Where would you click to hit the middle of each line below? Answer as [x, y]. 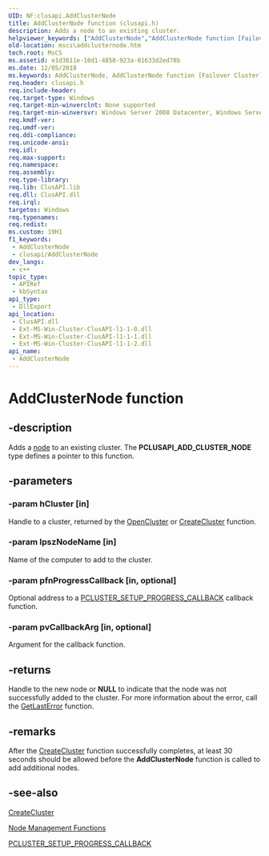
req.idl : [23, 150]
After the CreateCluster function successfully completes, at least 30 [120, 751]
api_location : [32, 314]
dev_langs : [26, 262]
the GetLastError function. [51, 706]
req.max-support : [37, 157]
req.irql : [25, 202]
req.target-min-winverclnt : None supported [82, 105]
